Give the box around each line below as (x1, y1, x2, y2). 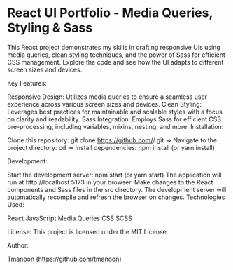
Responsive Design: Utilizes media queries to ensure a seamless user (7, 93, 208, 101)
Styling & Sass (7, 20, 93, 36)
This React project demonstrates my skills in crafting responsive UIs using (7, 43, 220, 51)
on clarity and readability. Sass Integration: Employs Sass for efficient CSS (7, 114, 222, 123)
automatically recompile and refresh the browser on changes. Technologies (7, 193, 225, 201)
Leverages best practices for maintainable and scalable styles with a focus (7, 107, 223, 116)
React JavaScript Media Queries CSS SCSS (7, 214, 132, 222)
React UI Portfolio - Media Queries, (7, 5, 213, 21)
